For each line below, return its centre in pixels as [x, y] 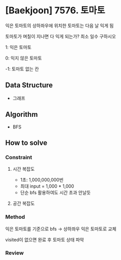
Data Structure [29, 85]
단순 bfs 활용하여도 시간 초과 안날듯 [55, 193]
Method [15, 217]
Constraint [19, 157]
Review [14, 253]
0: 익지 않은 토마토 [24, 58]
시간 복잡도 [24, 169]
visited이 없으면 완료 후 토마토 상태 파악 [45, 240]
